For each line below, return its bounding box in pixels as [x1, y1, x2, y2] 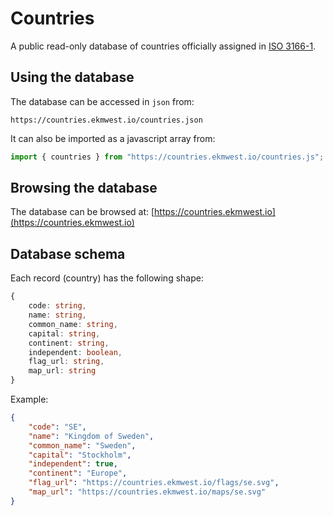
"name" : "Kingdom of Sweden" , [28, 431, 155, 441]
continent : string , [28, 338, 110, 348]
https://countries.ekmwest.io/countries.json [10, 115, 203, 125]
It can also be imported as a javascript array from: [10, 132, 216, 144]
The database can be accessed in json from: [10, 95, 195, 107]
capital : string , [28, 328, 101, 339]
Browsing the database [10, 180, 158, 197]
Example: [10, 393, 49, 405]
